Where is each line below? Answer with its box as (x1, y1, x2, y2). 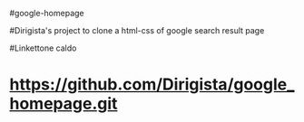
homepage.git (9, 94, 118, 114)
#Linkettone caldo (9, 42, 77, 53)
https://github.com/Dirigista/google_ (9, 74, 295, 95)
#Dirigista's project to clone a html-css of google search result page (9, 25, 265, 35)
